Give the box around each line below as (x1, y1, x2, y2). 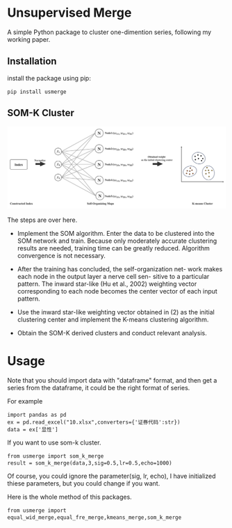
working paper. (7, 35, 51, 43)
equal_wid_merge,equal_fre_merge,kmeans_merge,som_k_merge (7, 513, 182, 521)
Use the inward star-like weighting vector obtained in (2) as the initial (17, 308, 215, 317)
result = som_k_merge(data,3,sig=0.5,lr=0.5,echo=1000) (7, 459, 172, 467)
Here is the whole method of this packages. (7, 493, 132, 501)
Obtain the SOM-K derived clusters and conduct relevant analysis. (17, 329, 207, 337)
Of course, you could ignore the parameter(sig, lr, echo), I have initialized (7, 472, 217, 480)
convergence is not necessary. (17, 252, 106, 260)
